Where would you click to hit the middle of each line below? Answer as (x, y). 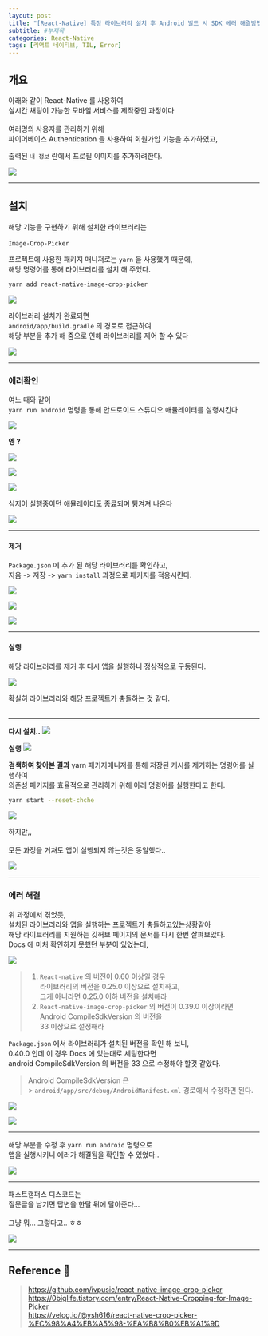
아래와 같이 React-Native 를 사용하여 (66, 100)
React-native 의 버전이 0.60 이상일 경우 (102, 976)
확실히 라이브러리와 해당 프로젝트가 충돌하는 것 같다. (89, 698)
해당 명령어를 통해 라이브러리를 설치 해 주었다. (80, 269)
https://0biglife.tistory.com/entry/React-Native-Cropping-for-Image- (140, 1298)
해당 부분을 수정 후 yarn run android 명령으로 (81, 1144)
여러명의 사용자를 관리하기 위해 (57, 129)
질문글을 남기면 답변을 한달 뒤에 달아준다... (74, 1204)
